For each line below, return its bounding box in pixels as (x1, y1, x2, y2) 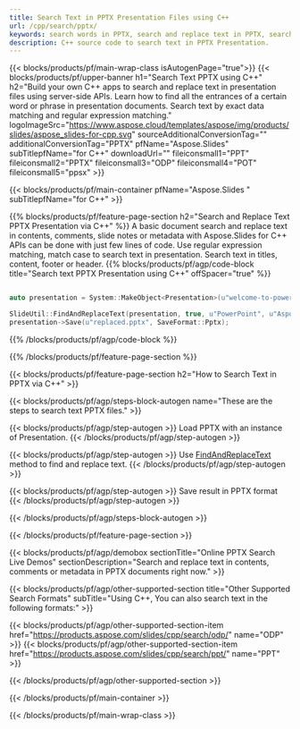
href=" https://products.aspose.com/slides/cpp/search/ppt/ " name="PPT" (9, 648, 280, 658)
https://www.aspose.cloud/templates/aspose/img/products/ (69, 120, 290, 131)
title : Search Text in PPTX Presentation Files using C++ (9, 13, 229, 22)
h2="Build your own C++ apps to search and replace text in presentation (9, 81, 277, 92)
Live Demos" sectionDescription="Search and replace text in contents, (9, 556, 270, 567)
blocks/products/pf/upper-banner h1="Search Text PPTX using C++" (9, 72, 263, 83)
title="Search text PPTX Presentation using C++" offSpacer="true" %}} (9, 268, 271, 279)
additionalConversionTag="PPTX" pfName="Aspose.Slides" (9, 139, 229, 149)
